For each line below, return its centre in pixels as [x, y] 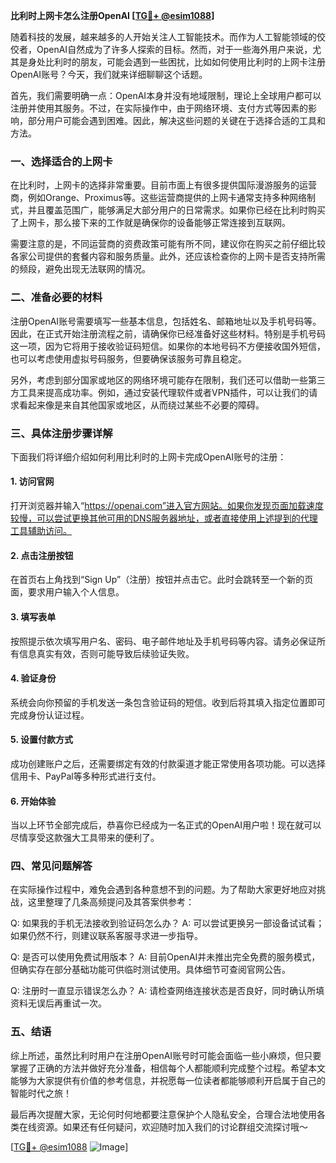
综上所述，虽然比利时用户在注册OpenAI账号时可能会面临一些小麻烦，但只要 [166, 1055]
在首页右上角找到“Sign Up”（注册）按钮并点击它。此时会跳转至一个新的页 [162, 580]
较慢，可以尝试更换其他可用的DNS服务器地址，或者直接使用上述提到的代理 [164, 518]
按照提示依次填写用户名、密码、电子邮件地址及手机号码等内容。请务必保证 [163, 641]
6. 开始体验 [33, 801]
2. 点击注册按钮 [42, 555]
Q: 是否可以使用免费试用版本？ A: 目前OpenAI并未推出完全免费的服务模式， [165, 957]
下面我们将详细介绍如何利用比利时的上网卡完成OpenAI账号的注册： [148, 456]
